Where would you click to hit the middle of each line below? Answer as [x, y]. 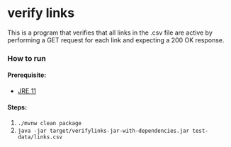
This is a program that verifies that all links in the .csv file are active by [110, 33]
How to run [27, 58]
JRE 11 [27, 91]
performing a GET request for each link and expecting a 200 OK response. [116, 40]
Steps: [17, 107]
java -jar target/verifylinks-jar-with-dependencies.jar [103, 131]
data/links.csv [40, 137]
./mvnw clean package [49, 124]
